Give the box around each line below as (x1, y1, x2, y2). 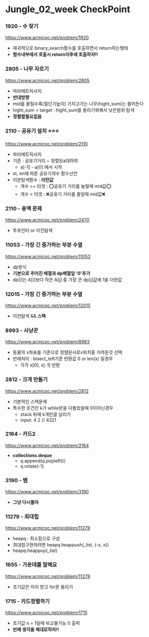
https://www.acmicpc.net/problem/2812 (5, 388, 89, 394)
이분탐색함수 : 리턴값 (12, 177, 54, 183)
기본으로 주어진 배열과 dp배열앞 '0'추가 (12, 270, 91, 276)
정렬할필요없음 (12, 113, 42, 119)
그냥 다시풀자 (12, 499, 39, 505)
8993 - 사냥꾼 (5, 327, 39, 334)
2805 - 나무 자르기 (5, 65, 49, 72)
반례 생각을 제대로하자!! (12, 626, 59, 632)
